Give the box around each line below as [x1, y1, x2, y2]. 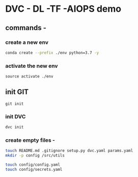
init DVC [5, 113, 26, 120]
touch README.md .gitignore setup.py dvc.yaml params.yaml [5, 148, 133, 154]
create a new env [5, 39, 49, 46]
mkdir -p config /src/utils [5, 153, 65, 158]
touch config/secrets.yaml [5, 167, 63, 172]
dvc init [5, 124, 24, 130]
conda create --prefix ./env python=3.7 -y [5, 50, 99, 55]
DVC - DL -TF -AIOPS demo [5, 3, 121, 15]
